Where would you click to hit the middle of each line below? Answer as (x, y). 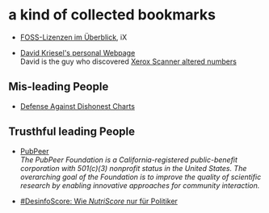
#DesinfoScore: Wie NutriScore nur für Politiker (99, 201)
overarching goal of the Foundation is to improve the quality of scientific (141, 177)
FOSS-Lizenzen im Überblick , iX (74, 37)
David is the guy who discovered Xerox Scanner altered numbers (128, 61)
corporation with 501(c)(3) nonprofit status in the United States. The (133, 168)
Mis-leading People (59, 87)
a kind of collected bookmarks (112, 15)
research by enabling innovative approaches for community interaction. (140, 185)
